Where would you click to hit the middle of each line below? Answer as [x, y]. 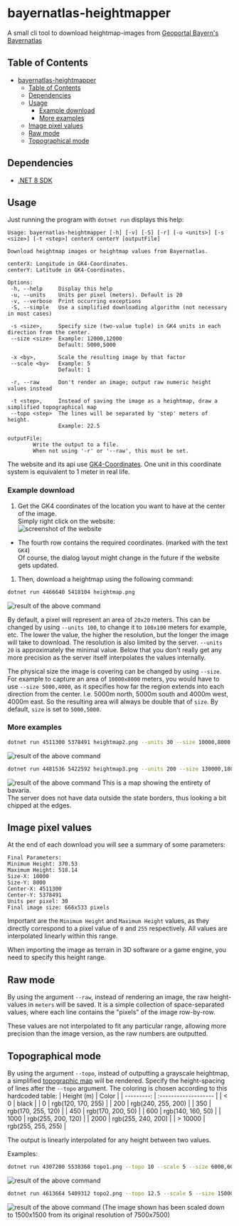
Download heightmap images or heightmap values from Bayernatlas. [108, 252]
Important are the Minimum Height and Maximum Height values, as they [108, 921]
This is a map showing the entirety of [156, 783]
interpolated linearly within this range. [63, 936]
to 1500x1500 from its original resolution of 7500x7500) [89, 1215]
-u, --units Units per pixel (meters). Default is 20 [96, 295]
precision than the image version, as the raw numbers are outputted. [108, 1034]
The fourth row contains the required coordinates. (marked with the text [123, 542]
